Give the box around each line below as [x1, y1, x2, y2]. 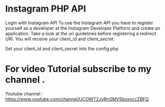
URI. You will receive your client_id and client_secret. [5, 36, 115, 42]
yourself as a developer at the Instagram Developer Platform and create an [5, 25, 160, 31]
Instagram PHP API [5, 3, 86, 15]
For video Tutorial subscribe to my [5, 64, 151, 75]
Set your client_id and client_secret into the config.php [5, 45, 119, 51]
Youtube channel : [5, 90, 43, 96]
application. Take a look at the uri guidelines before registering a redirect [5, 30, 156, 36]
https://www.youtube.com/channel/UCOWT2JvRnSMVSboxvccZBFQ [5, 96, 149, 102]
